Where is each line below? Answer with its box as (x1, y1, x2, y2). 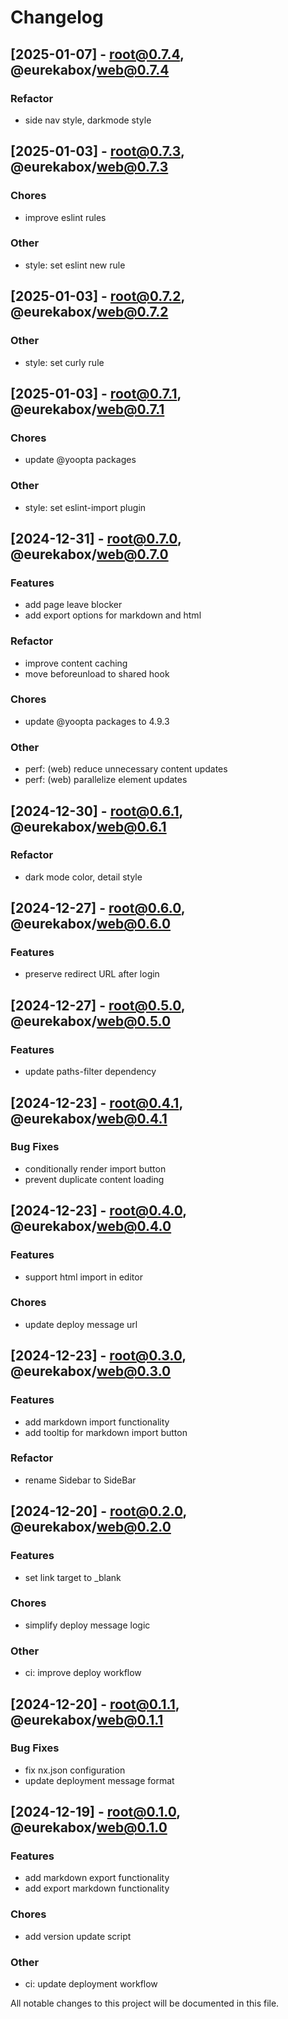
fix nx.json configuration (24, 1764, 126, 1776)
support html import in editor (24, 1271, 143, 1283)
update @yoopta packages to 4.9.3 (24, 715, 170, 727)
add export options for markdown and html (24, 609, 202, 621)
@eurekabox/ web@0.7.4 (10, 61, 170, 78)
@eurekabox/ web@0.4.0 (10, 1218, 172, 1235)
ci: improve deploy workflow (24, 1667, 142, 1679)
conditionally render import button (24, 1162, 167, 1175)
